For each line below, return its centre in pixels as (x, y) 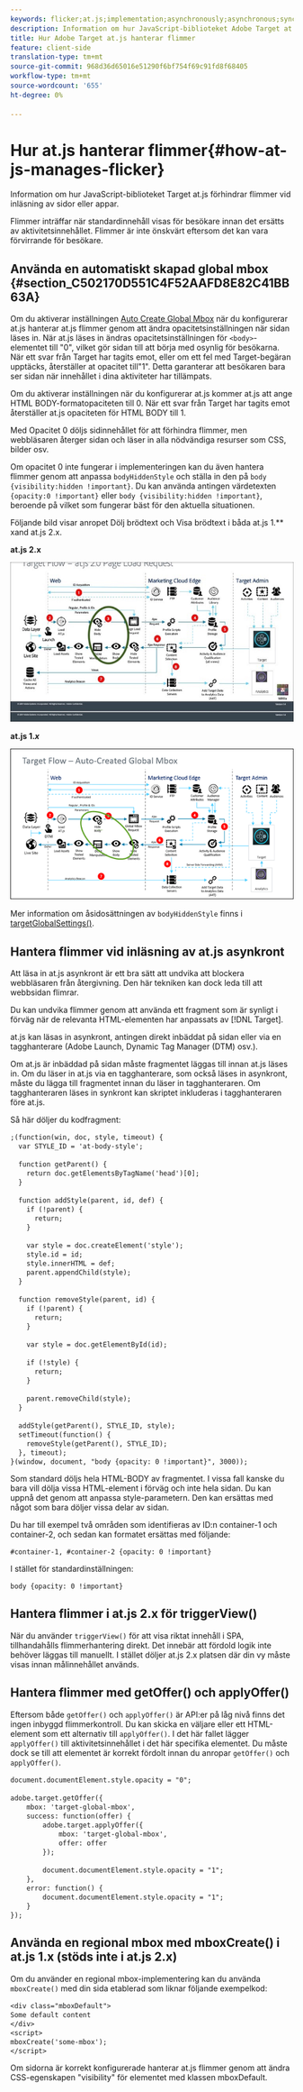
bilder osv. (30, 450)
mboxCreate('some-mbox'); (58, 2042)
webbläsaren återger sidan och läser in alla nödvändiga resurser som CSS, (148, 440)
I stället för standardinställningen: (72, 1569)
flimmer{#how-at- (218, 150)
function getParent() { (62, 1165)
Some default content (51, 2014)
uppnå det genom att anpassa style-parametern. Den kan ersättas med (142, 1498)
